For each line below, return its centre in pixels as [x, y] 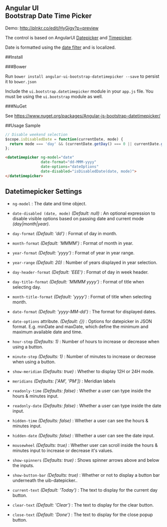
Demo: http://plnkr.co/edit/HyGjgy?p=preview [52, 28]
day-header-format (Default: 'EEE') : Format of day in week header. [81, 272]
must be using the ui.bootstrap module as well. [54, 96]
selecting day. [27, 287]
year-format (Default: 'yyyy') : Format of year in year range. [73, 253]
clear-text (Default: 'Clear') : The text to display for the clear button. [83, 505]
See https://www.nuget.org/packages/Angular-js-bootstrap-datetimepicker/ [83, 116]
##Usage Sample [23, 125]
